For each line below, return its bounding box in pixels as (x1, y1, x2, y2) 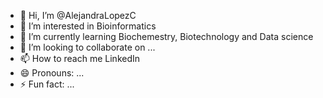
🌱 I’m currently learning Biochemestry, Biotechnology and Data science (19, 31, 314, 42)
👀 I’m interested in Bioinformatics (19, 20, 157, 32)
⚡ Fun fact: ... (19, 78, 75, 90)
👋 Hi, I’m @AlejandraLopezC (19, 10, 137, 21)
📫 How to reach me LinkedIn (19, 53, 141, 64)
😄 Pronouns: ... (19, 67, 85, 79)
